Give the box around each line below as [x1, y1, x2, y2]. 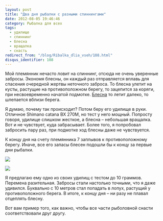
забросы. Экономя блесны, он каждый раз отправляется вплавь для [5, 76, 149, 82]
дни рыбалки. [5, 147, 34, 153]
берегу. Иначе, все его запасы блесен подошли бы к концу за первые [5, 142, 152, 147]
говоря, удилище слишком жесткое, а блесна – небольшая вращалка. [5, 117, 152, 123]
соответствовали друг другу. [5, 210, 66, 216]
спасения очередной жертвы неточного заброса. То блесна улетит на [5, 81, 152, 87]
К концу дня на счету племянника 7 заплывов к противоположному [5, 137, 148, 143]
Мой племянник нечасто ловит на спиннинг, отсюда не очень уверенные [5, 71, 159, 76]
